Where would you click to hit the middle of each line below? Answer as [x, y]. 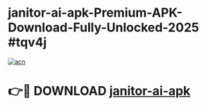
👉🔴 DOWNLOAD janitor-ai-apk [99, 91]
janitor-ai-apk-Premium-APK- [95, 13]
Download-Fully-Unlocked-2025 [104, 27]
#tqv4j [27, 42]
